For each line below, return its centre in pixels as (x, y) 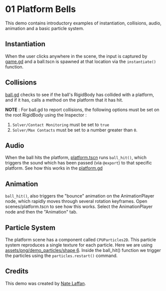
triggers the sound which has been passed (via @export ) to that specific (79, 163)
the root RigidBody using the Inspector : (46, 115)
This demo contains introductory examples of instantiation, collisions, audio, (83, 23)
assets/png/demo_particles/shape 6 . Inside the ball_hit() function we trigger (83, 250)
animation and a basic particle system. (45, 28)
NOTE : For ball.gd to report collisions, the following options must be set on (82, 109)
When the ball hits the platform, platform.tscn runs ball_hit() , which (76, 157)
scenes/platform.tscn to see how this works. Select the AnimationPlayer (79, 206)
